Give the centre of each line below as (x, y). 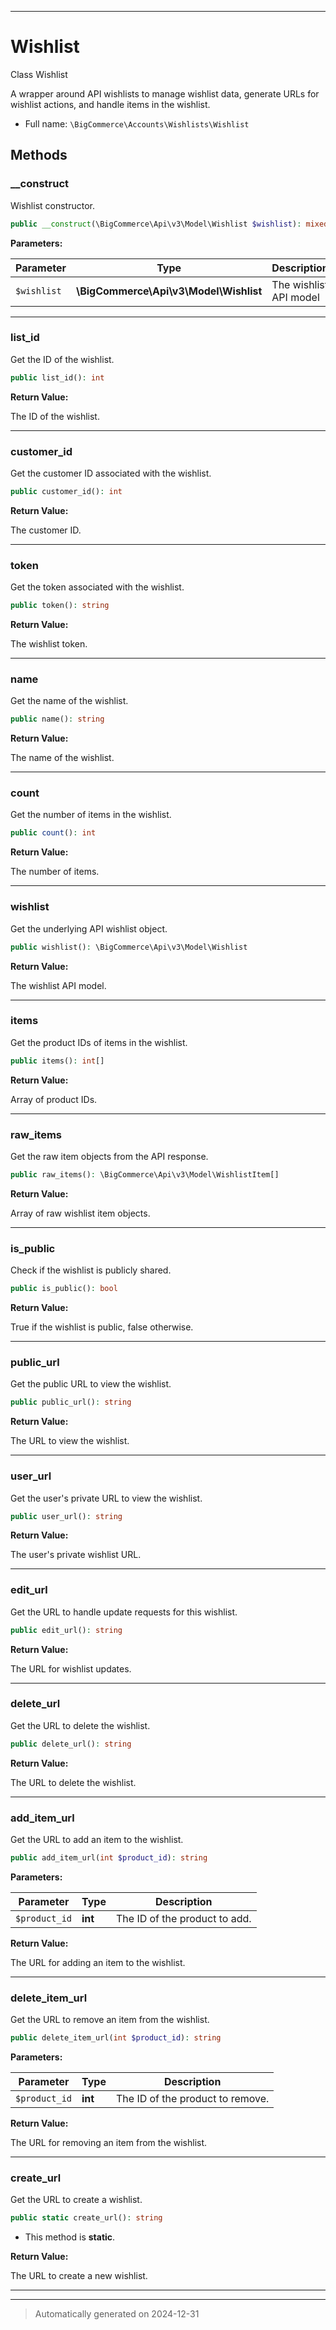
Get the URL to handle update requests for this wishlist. (124, 1612)
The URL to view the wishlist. (70, 1441)
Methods (39, 155)
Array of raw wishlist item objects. (80, 1213)
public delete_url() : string (71, 1744)
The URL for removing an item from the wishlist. (109, 2143)
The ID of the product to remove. (192, 2099)
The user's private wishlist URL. (76, 1555)
